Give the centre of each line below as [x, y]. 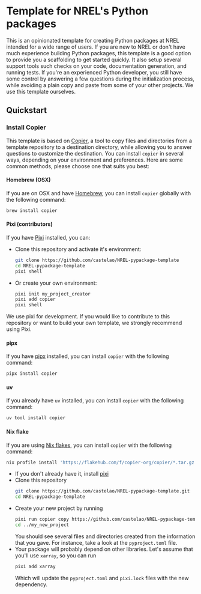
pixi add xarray [35, 566]
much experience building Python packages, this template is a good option [99, 53]
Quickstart [27, 110]
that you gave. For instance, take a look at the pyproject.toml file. [96, 542]
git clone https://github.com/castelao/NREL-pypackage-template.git [102, 491]
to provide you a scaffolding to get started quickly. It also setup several [94, 59]
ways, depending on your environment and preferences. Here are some [94, 160]
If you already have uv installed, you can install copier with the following [95, 401]
